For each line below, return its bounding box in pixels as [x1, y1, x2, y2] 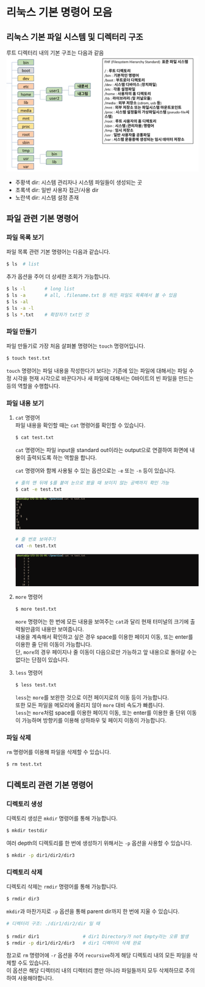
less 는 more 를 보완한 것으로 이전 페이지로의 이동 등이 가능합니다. [15, 694, 169, 702]
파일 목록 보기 [6, 233, 45, 242]
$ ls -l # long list [6, 286, 75, 292]
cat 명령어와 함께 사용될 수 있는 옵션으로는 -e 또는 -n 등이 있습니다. [15, 467, 176, 474]
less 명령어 [15, 669, 43, 677]
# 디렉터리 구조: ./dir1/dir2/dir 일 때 [6, 921, 101, 927]
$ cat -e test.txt [15, 486, 62, 492]
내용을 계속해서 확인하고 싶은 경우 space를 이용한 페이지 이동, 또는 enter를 [15, 633, 193, 641]
